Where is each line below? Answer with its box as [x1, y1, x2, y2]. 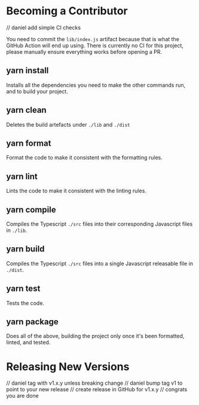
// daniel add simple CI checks [6, 24, 81, 31]
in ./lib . [6, 227, 27, 234]
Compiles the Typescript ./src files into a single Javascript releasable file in [6, 260, 193, 267]
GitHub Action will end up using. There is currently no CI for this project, [6, 42, 184, 49]
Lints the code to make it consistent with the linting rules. [6, 187, 146, 195]
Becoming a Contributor [6, 4, 128, 18]
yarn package [6, 317, 59, 327]
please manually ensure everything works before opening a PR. [6, 48, 163, 55]
